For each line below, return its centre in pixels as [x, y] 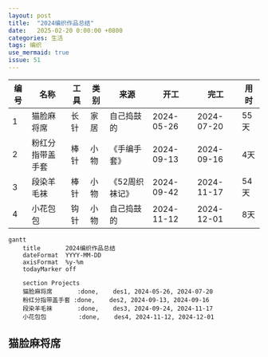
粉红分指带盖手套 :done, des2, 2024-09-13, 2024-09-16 [116, 300]
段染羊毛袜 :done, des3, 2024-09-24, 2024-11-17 [118, 308]
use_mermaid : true [39, 53]
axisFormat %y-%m [53, 262]
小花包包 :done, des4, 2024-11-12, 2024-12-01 [118, 317]
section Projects [51, 283]
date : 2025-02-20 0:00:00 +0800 [66, 30]
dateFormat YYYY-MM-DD [62, 255]
